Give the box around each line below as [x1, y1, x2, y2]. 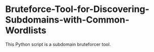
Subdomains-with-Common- [5, 14, 130, 25]
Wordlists [5, 25, 46, 36]
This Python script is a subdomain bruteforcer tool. [5, 41, 111, 47]
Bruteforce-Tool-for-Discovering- [5, 3, 150, 15]
